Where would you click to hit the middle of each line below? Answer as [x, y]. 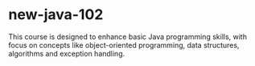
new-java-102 [56, 15]
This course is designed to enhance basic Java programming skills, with [128, 37]
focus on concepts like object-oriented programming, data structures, [124, 45]
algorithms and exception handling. [67, 53]
